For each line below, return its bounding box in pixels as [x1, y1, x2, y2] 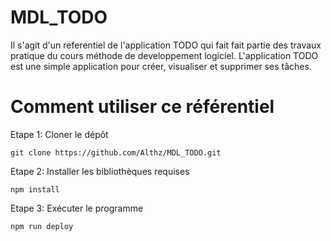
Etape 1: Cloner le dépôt [10, 128, 109, 140]
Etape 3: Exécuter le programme [10, 202, 144, 214]
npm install [10, 184, 60, 195]
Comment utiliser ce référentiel [10, 96, 275, 118]
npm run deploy [10, 221, 74, 231]
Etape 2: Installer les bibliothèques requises [10, 165, 190, 177]
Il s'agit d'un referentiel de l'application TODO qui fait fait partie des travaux [10, 39, 322, 51]
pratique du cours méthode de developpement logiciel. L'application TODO [10, 49, 319, 61]
